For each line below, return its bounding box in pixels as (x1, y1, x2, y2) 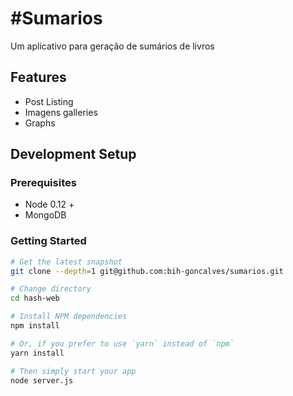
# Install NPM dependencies (10, 312, 128, 322)
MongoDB (24, 209, 67, 221)
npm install (10, 321, 60, 331)
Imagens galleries (24, 106, 98, 118)
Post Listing (24, 95, 74, 107)
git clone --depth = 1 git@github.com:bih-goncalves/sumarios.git (10, 266, 284, 276)
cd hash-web (10, 293, 60, 304)
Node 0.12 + (24, 198, 75, 211)
